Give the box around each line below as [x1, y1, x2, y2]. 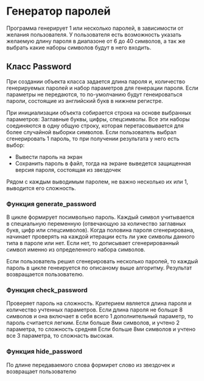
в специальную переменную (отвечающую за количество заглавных [6, 220, 186, 227]
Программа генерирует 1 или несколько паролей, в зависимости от [6, 24, 184, 32]
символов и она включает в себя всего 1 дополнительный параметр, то [6, 313, 194, 320]
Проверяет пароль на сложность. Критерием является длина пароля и [6, 300, 192, 307]
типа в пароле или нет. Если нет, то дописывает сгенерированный [6, 240, 180, 247]
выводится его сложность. [6, 184, 76, 191]
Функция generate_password [6, 199, 96, 208]
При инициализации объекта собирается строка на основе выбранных [6, 109, 192, 116]
